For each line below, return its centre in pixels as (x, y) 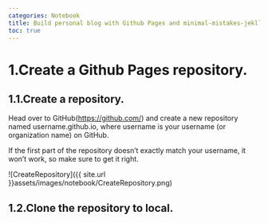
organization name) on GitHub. (59, 135)
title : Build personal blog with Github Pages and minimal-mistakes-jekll (135, 23)
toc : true (25, 30)
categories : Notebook (44, 16)
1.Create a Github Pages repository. (128, 70)
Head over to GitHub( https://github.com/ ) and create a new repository (123, 118)
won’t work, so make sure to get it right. (74, 159)
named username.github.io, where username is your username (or (117, 127)
